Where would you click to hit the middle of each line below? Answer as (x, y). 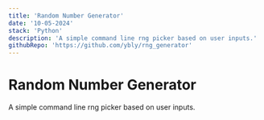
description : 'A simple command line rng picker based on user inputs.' (133, 38)
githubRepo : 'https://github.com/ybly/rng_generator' (101, 46)
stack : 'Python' (35, 30)
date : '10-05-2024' (41, 23)
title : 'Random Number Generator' (66, 16)
